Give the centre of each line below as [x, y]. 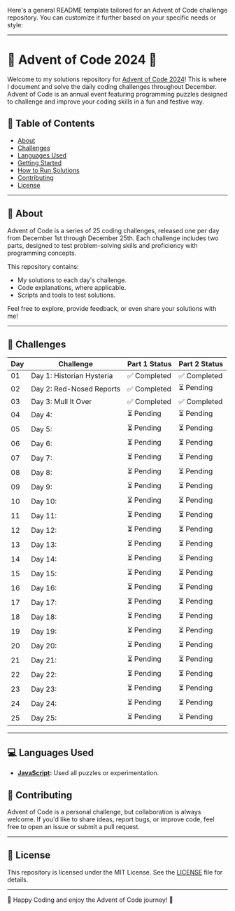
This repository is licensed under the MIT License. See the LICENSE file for [115, 872]
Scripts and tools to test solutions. [66, 295]
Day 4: [42, 415]
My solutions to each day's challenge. [72, 280]
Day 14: [44, 559]
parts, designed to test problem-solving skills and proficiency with [102, 245]
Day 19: [44, 631]
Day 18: [44, 617]
